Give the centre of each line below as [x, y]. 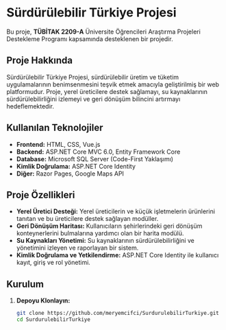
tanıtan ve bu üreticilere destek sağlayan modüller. [87, 219]
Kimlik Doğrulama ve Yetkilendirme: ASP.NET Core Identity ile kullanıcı [117, 255]
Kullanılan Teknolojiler [55, 128]
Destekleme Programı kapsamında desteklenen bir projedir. [90, 38]
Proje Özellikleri [41, 195]
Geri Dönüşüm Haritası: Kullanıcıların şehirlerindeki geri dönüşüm [109, 226]
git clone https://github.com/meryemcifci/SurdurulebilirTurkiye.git [118, 314]
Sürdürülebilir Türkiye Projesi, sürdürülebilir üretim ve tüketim [93, 77]
